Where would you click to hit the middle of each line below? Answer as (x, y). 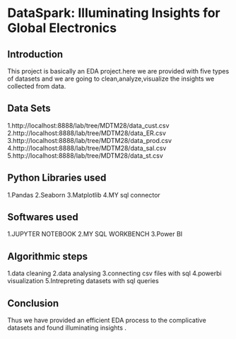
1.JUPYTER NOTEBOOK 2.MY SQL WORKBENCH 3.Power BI (95, 234)
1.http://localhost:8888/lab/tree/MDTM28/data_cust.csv (88, 125)
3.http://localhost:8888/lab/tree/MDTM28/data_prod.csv (89, 140)
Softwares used (43, 217)
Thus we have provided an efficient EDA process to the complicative (107, 321)
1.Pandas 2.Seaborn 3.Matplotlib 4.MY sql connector (84, 195)
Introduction (35, 54)
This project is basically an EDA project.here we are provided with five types (118, 71)
